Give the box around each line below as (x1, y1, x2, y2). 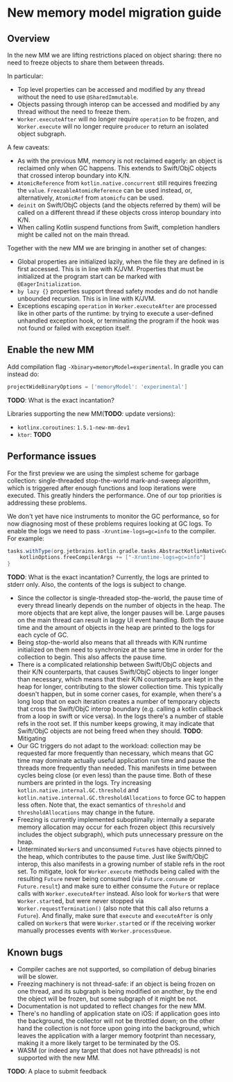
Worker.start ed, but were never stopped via (17, 897, 144, 905)
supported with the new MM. (17, 1053, 101, 1062)
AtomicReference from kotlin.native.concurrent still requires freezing (17, 179, 218, 187)
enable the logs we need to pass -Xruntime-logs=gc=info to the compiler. (7, 526, 216, 535)
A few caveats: (7, 143, 50, 151)
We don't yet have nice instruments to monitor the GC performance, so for (7, 512, 220, 520)
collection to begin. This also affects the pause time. (17, 653, 167, 661)
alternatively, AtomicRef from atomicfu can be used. (17, 193, 164, 202)
